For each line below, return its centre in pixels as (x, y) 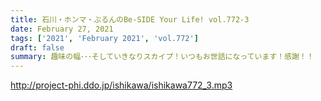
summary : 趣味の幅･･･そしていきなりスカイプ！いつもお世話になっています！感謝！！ (162, 57)
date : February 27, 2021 (62, 29)
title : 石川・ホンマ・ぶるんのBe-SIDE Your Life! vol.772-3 (130, 19)
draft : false (37, 47)
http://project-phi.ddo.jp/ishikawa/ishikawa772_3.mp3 (121, 85)
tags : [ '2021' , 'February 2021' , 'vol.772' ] (104, 38)
